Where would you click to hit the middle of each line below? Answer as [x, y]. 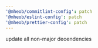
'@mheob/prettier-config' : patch [46, 22]
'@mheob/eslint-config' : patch [44, 17]
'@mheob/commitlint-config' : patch [49, 11]
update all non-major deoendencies [49, 39]
